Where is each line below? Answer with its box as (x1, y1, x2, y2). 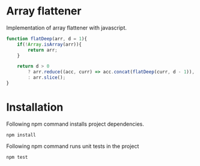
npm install (6, 132, 36, 138)
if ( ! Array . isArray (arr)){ (17, 41, 82, 48)
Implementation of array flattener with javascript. (6, 24, 127, 31)
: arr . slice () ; (28, 75, 66, 81)
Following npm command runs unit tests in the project (6, 143, 139, 150)
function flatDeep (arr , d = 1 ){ (6, 35, 87, 41)
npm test (6, 154, 28, 160)
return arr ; (28, 47, 58, 53)
